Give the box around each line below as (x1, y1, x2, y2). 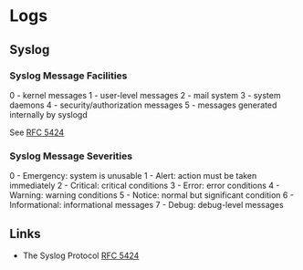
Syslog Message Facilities (9, 69, 128, 82)
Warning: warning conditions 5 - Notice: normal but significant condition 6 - (9, 190, 295, 201)
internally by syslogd (9, 109, 89, 119)
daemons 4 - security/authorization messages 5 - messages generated (9, 99, 277, 110)
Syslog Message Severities (9, 150, 133, 162)
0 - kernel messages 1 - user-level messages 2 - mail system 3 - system (9, 89, 281, 100)
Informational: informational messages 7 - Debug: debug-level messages (9, 200, 285, 211)
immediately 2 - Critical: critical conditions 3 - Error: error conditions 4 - (9, 180, 280, 192)
